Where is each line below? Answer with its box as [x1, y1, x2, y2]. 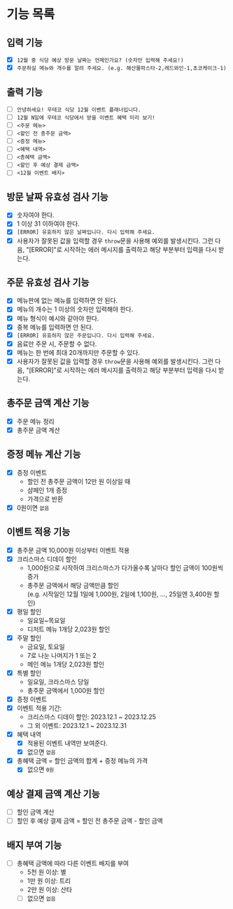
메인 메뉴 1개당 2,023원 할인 [27, 660, 105, 668]
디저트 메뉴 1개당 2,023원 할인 [27, 625, 111, 633]
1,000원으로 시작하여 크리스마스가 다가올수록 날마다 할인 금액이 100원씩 [27, 563, 224, 572]
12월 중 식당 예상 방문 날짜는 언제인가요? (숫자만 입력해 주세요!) [16, 57, 184, 64]
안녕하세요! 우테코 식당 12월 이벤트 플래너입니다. [16, 106, 141, 113]
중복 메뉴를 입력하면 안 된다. [16, 323, 94, 331]
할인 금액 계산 [16, 808, 55, 816]
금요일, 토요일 [27, 642, 65, 651]
